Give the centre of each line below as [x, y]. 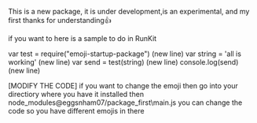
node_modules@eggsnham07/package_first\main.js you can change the [125, 102]
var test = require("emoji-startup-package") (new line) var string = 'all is [125, 54]
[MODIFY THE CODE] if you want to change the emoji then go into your [123, 86]
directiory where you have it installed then [76, 94]
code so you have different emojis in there [76, 111]
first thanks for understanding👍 [60, 20]
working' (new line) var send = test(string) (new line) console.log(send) [123, 62]
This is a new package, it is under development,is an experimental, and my [129, 11]
